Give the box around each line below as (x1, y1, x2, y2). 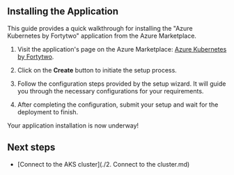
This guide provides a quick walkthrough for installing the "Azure (7, 24, 193, 32)
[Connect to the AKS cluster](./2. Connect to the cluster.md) (17, 160, 190, 168)
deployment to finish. (17, 107, 79, 116)
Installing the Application (7, 6, 119, 17)
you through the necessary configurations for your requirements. (17, 86, 204, 95)
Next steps (7, 142, 56, 153)
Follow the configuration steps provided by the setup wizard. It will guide (17, 79, 226, 88)
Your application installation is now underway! (7, 121, 139, 130)
